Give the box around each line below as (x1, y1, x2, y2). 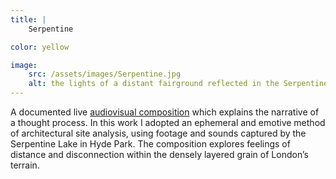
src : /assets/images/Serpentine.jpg (28, 69, 182, 80)
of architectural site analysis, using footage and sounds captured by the (10, 127, 307, 139)
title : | (10, 14, 47, 25)
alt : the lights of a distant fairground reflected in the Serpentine (28, 79, 329, 89)
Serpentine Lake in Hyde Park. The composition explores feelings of (10, 138, 291, 150)
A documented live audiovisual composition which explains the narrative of (10, 106, 320, 118)
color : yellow (10, 42, 70, 52)
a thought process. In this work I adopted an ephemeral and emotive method (10, 117, 326, 128)
